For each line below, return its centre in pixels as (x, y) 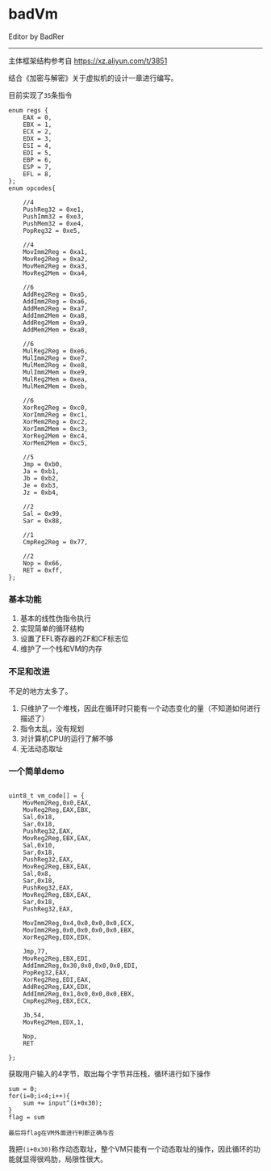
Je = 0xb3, (41, 485)
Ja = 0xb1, (41, 471)
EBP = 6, (38, 160)
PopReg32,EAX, (46, 972)
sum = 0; (23, 1089)
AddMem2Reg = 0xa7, (56, 308)
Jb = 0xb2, (41, 478)
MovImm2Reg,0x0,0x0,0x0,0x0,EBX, (79, 930)
